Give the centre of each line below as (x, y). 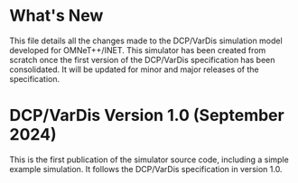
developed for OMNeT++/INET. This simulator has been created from (138, 50)
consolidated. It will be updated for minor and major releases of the (134, 69)
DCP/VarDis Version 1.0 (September (147, 116)
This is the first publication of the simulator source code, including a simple (149, 160)
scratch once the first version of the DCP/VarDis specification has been (142, 59)
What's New (56, 16)
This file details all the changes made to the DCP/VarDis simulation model (146, 41)
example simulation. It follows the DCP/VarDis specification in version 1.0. (146, 169)
